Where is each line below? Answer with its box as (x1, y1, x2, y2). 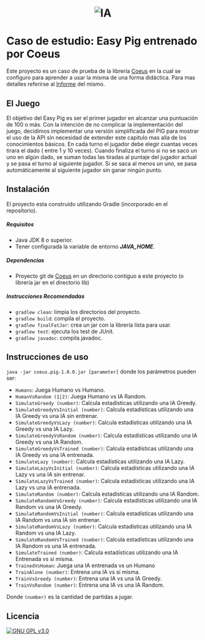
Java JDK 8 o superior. (15, 236, 73, 244)
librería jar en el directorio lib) (15, 278, 90, 286)
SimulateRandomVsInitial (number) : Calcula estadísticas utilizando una (15, 510, 194, 517)
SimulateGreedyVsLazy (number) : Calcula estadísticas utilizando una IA (15, 419, 192, 426)
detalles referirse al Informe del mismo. (6, 80, 105, 88)
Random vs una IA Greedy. (15, 504, 83, 511)
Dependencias (6, 257, 45, 264)
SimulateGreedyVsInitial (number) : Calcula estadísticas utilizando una (15, 406, 194, 413)
